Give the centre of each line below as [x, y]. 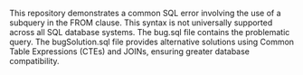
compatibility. [35, 61]
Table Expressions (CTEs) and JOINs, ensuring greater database [130, 52]
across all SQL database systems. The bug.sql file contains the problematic [150, 32]
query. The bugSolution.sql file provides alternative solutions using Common [152, 42]
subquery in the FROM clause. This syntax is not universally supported [141, 23]
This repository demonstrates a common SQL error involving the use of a [146, 13]
